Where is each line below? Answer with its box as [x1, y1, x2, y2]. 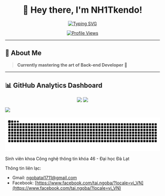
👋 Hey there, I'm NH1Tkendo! [23, 4, 142, 16]
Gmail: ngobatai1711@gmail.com [12, 175, 77, 181]
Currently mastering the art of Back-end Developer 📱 [17, 62, 128, 68]
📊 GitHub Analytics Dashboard [5, 81, 103, 90]
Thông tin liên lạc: [5, 165, 42, 171]
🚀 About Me [5, 49, 42, 57]
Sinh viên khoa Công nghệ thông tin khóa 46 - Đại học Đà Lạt [5, 156, 130, 162]
